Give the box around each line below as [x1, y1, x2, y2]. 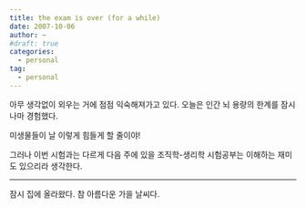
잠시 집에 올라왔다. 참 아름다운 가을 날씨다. [9, 188, 160, 199]
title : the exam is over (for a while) [9, 13, 161, 23]
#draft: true [9, 38, 59, 48]
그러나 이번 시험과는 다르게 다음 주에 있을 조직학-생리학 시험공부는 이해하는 [9, 149, 276, 160]
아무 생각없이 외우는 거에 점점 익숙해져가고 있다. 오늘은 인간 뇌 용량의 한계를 [9, 99, 280, 109]
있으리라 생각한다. [18, 161, 83, 172]
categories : [9, 47, 55, 57]
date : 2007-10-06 [9, 22, 76, 31]
